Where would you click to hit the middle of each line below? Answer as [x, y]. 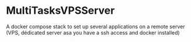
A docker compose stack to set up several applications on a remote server [95, 26]
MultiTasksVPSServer [60, 11]
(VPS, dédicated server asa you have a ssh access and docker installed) [93, 32]
